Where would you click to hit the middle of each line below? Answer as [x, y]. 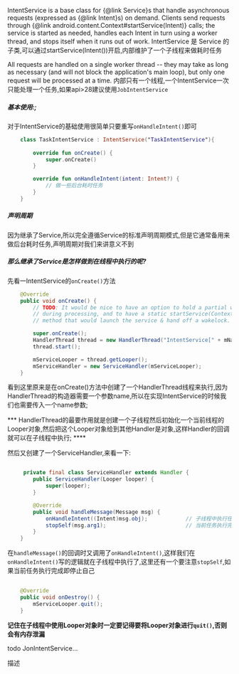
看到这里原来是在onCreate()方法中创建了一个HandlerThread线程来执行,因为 [118, 387]
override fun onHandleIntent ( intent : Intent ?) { [106, 179]
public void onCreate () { [59, 301]
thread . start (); [57, 347]
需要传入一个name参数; [54, 405]
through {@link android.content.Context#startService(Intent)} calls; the [111, 25]
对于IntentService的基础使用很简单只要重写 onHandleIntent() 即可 [102, 126]
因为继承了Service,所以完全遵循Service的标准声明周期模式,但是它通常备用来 [119, 235]
